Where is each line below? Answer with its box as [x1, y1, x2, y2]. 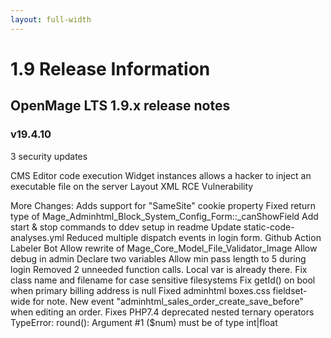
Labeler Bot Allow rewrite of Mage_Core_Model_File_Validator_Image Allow [10, 242, 318, 254]
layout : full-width [10, 14, 92, 25]
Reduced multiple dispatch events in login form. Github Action [66, 231, 322, 243]
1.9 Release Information [10, 57, 211, 80]
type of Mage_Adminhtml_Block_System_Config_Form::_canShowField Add [10, 210, 319, 222]
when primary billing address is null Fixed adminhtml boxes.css [10, 284, 271, 296]
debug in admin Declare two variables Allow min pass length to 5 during [10, 252, 307, 265]
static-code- [243, 221, 295, 233]
